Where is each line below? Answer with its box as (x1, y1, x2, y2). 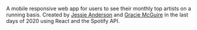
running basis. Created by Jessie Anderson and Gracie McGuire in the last (6, 11, 189, 18)
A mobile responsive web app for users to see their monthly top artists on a (6, 5, 192, 12)
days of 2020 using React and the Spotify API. (6, 18, 120, 24)
